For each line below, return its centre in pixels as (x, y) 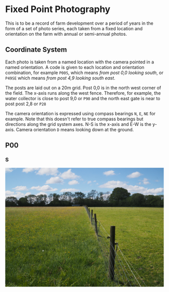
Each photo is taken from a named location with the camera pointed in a (80, 62)
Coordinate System (36, 50)
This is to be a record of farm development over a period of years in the (79, 23)
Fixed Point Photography (58, 9)
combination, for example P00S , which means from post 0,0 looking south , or (84, 72)
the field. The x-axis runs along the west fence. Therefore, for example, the (83, 93)
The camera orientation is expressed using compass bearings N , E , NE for (80, 113)
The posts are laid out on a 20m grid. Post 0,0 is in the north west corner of (83, 88)
